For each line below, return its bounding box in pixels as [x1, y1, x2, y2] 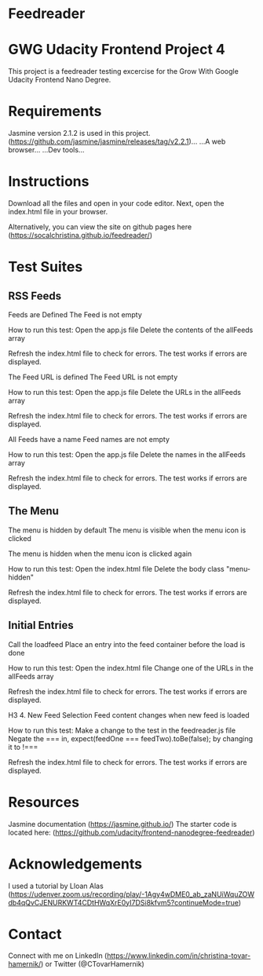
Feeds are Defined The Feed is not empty [8, 310, 143, 319]
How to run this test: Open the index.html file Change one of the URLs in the [8, 663, 254, 672]
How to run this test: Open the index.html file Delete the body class [8, 564, 225, 573]
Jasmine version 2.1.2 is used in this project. [8, 129, 151, 138]
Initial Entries [8, 619, 75, 632]
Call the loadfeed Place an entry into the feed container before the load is [8, 639, 246, 649]
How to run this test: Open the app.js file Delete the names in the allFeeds [8, 450, 246, 459]
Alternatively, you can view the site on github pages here [8, 222, 192, 232]
